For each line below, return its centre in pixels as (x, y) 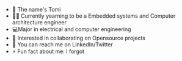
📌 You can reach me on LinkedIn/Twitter (62, 45)
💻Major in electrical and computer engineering (71, 29)
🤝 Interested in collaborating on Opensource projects (78, 38)
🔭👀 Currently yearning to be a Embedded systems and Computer (94, 16)
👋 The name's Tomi (36, 9)
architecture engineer (39, 22)
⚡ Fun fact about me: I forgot (48, 51)
